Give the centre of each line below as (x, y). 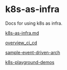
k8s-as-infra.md (22, 33)
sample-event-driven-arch (33, 52)
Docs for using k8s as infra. (34, 23)
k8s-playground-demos (30, 62)
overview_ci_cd (21, 43)
